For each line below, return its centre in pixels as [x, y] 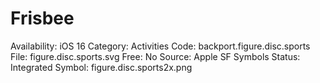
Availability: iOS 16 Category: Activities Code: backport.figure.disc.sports [160, 46]
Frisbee [42, 18]
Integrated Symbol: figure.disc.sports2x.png [101, 67]
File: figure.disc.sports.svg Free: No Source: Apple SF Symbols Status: [155, 56]
